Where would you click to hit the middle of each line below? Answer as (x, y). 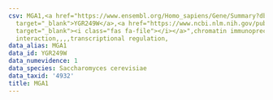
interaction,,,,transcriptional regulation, (92, 38)
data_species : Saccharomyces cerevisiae (78, 69)
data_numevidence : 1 (43, 61)
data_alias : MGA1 (38, 46)
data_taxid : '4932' (41, 76)
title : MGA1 (28, 83)
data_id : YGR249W (38, 53)
